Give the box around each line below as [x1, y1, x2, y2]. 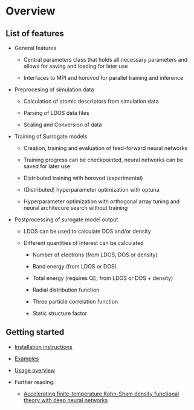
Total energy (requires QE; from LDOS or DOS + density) [32, 275, 173, 282]
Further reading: [14, 378, 55, 385]
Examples [14, 355, 39, 362]
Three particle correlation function [32, 298, 118, 305]
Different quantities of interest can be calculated [23, 239, 144, 246]
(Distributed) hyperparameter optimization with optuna [23, 186, 160, 193]
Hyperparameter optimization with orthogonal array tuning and [23, 198, 180, 205]
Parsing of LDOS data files [23, 109, 89, 116]
